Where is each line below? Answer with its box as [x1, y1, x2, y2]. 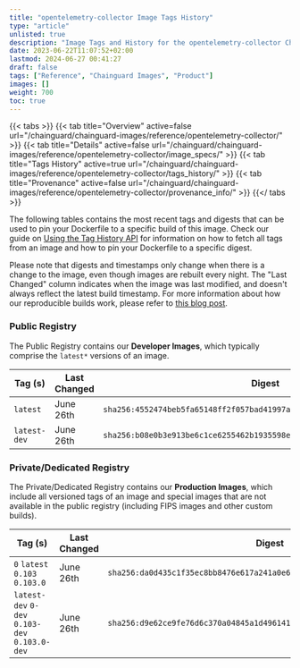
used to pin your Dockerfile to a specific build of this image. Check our [9, 224, 270, 234]
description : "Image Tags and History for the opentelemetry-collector [9, 38, 281, 47]
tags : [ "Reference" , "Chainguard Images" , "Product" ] [9, 72, 214, 80]
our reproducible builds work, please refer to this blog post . [9, 298, 228, 309]
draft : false [9, 63, 58, 72]
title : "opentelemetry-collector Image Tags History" [9, 13, 214, 22]
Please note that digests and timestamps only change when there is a [9, 260, 265, 271]
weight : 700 [9, 88, 54, 97]
